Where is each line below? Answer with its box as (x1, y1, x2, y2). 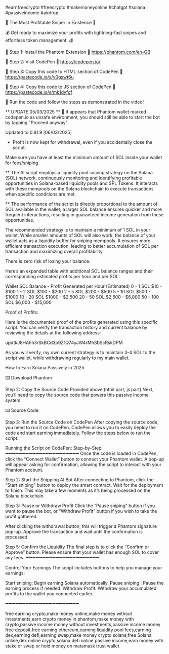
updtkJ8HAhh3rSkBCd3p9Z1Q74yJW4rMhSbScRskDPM (5, 339, 123, 345)
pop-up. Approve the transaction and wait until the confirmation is (5, 529, 143, 534)
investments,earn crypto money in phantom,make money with (5, 616, 134, 622)
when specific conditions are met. (5, 191, 76, 197)
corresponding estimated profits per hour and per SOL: (5, 274, 120, 279)
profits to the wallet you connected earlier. (5, 591, 94, 597)
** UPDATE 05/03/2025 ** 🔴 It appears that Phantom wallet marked (5, 109, 147, 114)
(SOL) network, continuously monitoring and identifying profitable (5, 175, 143, 181)
